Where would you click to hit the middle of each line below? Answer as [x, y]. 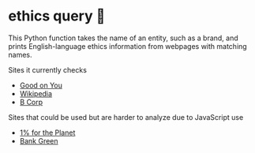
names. [20, 54]
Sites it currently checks [47, 69]
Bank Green [39, 140]
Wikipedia [36, 93]
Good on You [41, 85]
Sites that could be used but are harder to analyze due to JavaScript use [126, 117]
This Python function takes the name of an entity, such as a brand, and [123, 38]
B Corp [31, 102]
